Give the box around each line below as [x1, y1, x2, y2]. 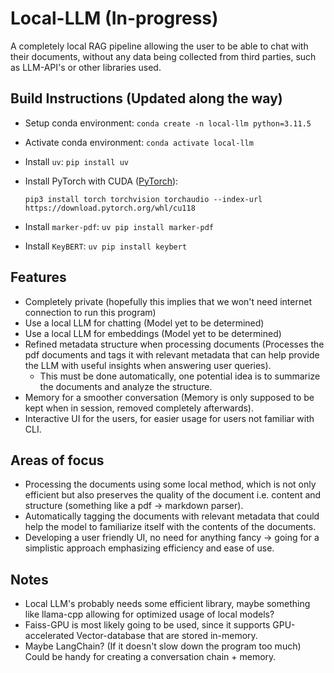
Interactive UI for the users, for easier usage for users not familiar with [24, 412, 315, 424]
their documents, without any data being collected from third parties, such [10, 50, 317, 62]
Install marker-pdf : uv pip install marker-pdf [24, 220, 215, 232]
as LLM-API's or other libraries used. [10, 61, 162, 73]
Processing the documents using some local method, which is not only [24, 478, 317, 491]
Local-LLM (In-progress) [10, 7, 219, 30]
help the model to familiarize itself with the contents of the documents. [24, 521, 317, 533]
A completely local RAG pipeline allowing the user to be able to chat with [10, 40, 309, 52]
